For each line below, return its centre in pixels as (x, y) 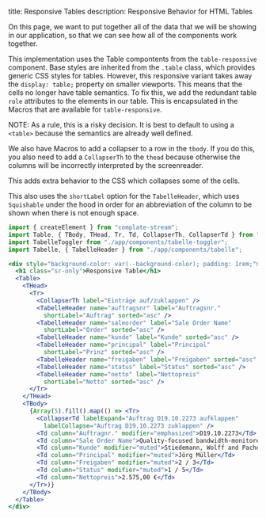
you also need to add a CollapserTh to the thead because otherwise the (124, 157)
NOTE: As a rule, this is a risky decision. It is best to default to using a (122, 125)
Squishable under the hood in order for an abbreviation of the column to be (130, 204)
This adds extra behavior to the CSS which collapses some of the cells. (124, 181)
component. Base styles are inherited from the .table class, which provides (132, 67)
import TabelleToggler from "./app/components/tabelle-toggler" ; (118, 242)
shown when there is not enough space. (74, 213)
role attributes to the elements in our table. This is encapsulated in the (123, 101)
